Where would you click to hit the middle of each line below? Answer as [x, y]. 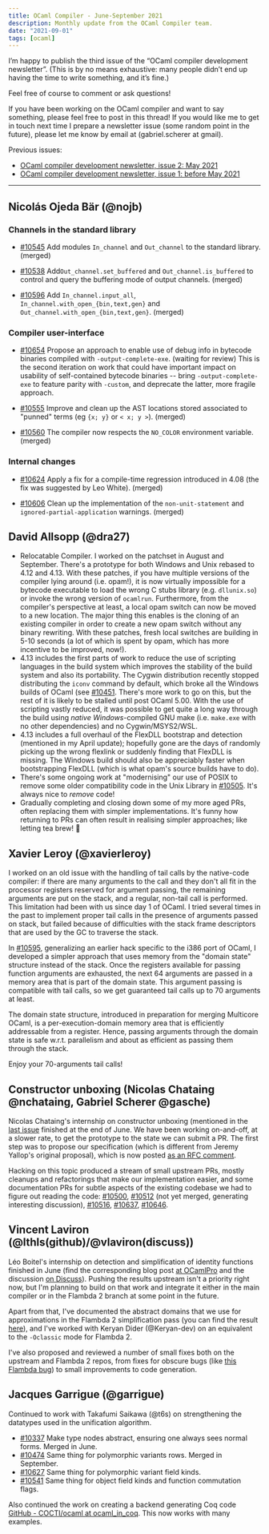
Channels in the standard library [72, 229]
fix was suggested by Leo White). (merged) [91, 487]
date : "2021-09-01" [41, 30]
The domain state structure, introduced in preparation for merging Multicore [133, 1015]
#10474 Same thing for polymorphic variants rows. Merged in [121, 1455]
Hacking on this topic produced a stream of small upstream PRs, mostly [126, 1170]
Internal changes [42, 461]
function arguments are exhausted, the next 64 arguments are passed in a [130, 973]
